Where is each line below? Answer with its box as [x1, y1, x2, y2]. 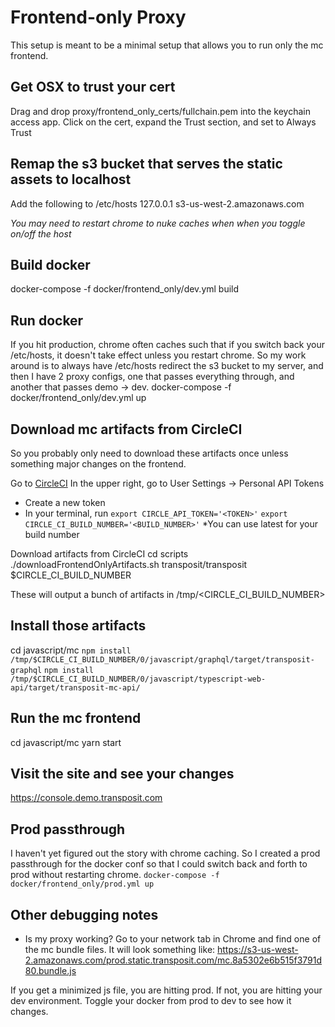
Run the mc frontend [10, 710, 142, 727]
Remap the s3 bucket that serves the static [10, 156, 283, 173]
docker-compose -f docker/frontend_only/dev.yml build [10, 283, 240, 295]
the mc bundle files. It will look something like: [24, 944, 216, 956]
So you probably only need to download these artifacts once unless [10, 447, 289, 459]
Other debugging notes [10, 906, 159, 923]
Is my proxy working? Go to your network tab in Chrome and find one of [24, 933, 322, 945]
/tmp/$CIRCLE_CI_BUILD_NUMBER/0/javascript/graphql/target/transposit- [10, 654, 315, 665]
